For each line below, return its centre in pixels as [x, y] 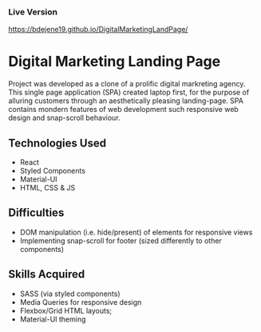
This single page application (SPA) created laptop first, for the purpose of [129, 92]
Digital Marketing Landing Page [115, 62]
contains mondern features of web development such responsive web [124, 110]
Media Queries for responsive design [81, 302]
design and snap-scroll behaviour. [65, 118]
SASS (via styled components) [70, 294]
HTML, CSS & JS [47, 188]
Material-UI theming [53, 319]
